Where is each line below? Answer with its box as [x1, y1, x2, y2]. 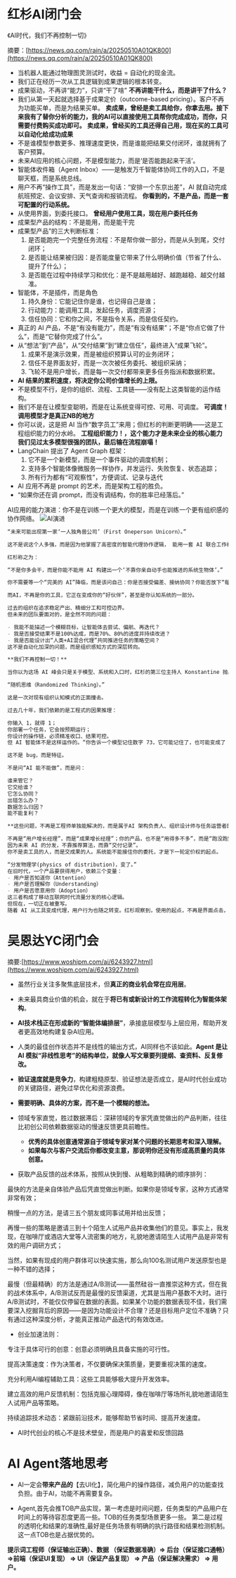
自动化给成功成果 [23, 129, 74, 138]
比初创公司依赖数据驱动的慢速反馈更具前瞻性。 [17, 1122, 153, 1131]
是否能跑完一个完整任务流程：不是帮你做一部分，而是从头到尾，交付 [27, 235, 225, 243]
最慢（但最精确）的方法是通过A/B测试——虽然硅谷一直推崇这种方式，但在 [7, 1280, 221, 1288]
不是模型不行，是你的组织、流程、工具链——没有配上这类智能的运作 [17, 385, 215, 393]
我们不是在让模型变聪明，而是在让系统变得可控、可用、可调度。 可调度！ [17, 402, 229, 411]
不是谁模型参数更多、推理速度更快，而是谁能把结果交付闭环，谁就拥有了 [17, 139, 227, 147]
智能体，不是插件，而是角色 [17, 288, 98, 296]
